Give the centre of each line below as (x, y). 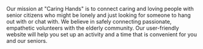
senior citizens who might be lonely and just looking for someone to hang (99, 15)
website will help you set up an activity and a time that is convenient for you (102, 34)
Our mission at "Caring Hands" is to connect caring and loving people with (100, 9)
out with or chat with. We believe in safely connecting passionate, (89, 21)
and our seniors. (27, 41)
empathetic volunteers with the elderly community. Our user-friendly (93, 28)
